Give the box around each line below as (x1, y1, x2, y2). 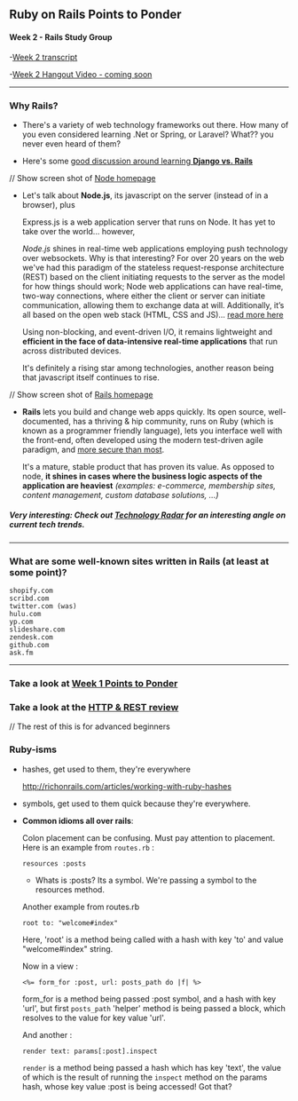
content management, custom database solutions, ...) (21, 489, 219, 500)
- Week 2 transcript (9, 51, 78, 62)
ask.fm (9, 648, 34, 658)
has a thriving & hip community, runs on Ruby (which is (72, 416, 274, 426)
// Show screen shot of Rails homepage (9, 389, 153, 400)
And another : (21, 1029, 73, 1040)
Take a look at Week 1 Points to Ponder (9, 677, 178, 690)
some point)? (9, 566, 68, 578)
